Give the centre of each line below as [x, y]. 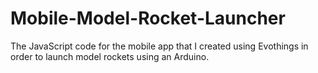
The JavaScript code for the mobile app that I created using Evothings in [159, 46]
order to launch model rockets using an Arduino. [110, 56]
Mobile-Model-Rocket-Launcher [148, 18]
